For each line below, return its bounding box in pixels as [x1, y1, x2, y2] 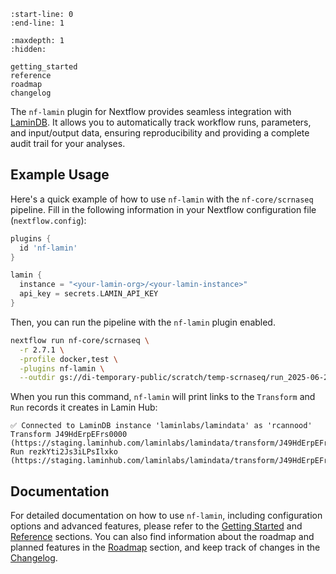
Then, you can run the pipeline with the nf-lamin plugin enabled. [10, 316, 276, 328]
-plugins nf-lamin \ [19, 363, 105, 374]
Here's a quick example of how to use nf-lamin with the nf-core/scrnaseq [10, 193, 314, 205]
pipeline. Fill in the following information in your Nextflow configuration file [10, 203, 317, 215]
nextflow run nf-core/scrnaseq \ [10, 335, 150, 345]
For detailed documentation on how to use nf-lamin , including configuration [10, 510, 323, 522]
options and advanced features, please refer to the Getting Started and [10, 520, 303, 532]
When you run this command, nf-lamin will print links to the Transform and [10, 391, 316, 403]
